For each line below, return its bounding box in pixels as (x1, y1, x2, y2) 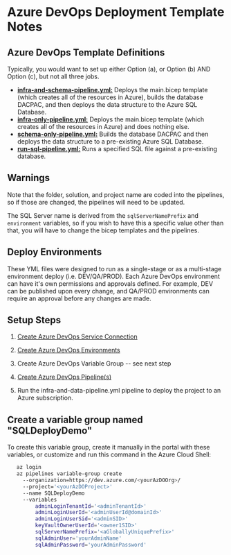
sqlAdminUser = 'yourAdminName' (35, 535, 122, 542)
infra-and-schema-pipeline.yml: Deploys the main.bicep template (17, 86, 208, 94)
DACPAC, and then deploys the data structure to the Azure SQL (17, 101, 198, 108)
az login (16, 464, 41, 471)
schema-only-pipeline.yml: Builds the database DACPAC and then (17, 130, 209, 138)
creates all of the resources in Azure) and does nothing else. (17, 123, 190, 130)
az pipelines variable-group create (16, 470, 122, 477)
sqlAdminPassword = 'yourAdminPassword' (35, 541, 147, 548)
